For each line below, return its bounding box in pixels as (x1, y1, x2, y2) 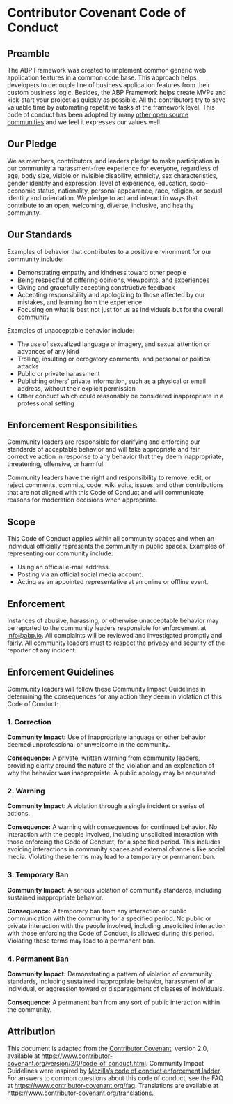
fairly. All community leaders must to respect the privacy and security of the (7, 639, 225, 647)
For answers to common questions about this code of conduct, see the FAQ (7, 1073, 224, 1082)
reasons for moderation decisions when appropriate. (7, 495, 158, 504)
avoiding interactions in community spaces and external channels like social (7, 845, 225, 853)
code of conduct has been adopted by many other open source (7, 110, 189, 119)
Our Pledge (7, 138, 57, 150)
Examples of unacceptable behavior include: (7, 326, 135, 334)
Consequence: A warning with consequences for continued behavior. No (7, 823, 218, 831)
